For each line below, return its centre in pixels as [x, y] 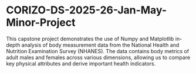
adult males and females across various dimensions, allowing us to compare [98, 57]
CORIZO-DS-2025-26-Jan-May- [87, 10]
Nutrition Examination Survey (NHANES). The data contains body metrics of [98, 51]
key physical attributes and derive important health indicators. [81, 63]
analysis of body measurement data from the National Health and [100, 45]
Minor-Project [41, 22]
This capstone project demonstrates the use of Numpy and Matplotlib [90, 39]
